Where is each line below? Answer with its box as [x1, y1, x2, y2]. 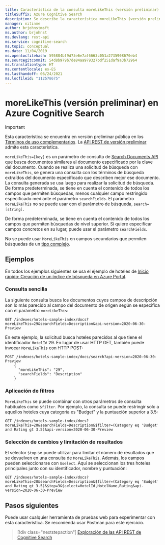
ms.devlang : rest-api [5, 35, 50, 40]
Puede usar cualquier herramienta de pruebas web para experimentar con [5, 514, 155, 520]
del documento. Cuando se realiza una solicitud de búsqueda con [5, 164, 138, 170]
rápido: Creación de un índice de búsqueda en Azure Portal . [5, 273, 127, 279]
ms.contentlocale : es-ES [5, 67, 56, 72]
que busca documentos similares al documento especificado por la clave [5, 159, 153, 165]
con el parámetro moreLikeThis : [5, 307, 69, 313]
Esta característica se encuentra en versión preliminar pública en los [5, 134, 144, 140]
